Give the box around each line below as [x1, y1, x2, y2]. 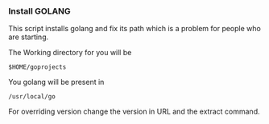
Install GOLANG [8, 6, 71, 17]
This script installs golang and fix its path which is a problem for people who [8, 24, 262, 34]
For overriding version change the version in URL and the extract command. [8, 106, 260, 117]
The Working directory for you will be [8, 48, 132, 58]
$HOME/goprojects [8, 63, 67, 71]
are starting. [8, 32, 49, 42]
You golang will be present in [8, 78, 105, 87]
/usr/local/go [8, 93, 56, 101]
